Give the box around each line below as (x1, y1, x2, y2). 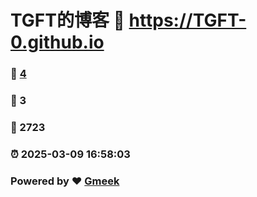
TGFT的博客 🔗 (10, 9, 125, 32)
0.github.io (10, 31, 105, 54)
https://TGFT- (128, 9, 247, 32)
